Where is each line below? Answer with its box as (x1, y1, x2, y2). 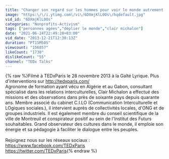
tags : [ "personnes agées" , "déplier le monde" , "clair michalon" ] (5, 26, 143, 31)
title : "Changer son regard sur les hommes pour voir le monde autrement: (5, 7, 166, 13)
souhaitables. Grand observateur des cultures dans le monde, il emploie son (5, 121, 164, 127)
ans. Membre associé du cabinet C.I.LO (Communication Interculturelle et (5, 99, 158, 106)
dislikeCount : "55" (5, 54, 46, 60)
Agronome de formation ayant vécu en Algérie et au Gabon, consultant (5, 84, 152, 90)
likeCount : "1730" (5, 49, 44, 55)
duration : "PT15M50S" (5, 40, 51, 45)
